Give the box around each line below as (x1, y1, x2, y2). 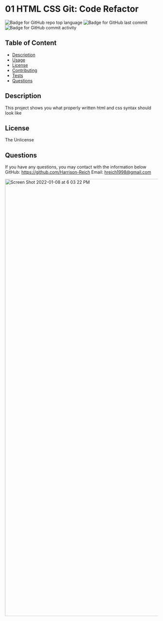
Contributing (12, 67, 37, 73)
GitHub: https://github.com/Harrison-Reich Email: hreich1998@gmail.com (5, 169, 151, 175)
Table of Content (5, 39, 57, 47)
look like (5, 110, 22, 116)
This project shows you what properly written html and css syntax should (5, 105, 151, 111)
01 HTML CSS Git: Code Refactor (5, 3, 139, 15)
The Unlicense (5, 137, 34, 143)
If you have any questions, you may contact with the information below (5, 164, 147, 170)
